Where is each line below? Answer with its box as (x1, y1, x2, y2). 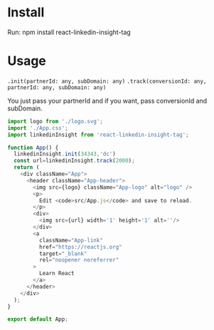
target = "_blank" (38, 250, 87, 257)
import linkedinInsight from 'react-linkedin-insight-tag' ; (7, 131, 190, 138)
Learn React (38, 270, 75, 277)
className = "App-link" (38, 237, 103, 244)
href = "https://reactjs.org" (38, 243, 122, 250)
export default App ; (7, 316, 69, 323)
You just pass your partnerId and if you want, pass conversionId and (7, 96, 208, 105)
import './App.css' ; (7, 124, 69, 132)
